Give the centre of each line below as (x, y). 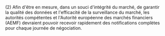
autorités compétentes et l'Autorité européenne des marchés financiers (79, 18)
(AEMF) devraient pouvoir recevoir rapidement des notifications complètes (82, 23)
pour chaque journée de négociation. (44, 28)
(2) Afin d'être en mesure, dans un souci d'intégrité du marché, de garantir (82, 7)
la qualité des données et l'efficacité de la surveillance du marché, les (77, 12)
